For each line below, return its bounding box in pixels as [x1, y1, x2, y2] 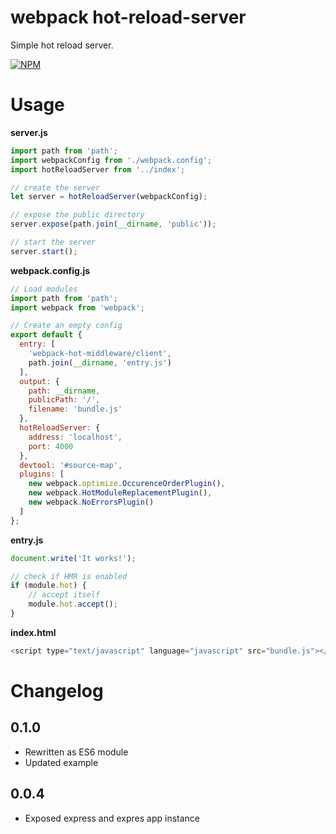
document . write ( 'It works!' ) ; [10, 553, 137, 563]
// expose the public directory [10, 210, 145, 220]
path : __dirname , [28, 386, 101, 396]
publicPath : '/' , [28, 395, 101, 405]
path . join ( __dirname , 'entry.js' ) [28, 357, 172, 368]
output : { [19, 376, 60, 386]
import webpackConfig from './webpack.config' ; [10, 155, 213, 165]
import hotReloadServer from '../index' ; [10, 164, 186, 175]
